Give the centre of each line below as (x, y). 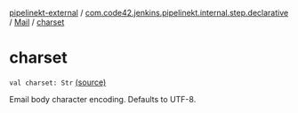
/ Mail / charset (37, 22)
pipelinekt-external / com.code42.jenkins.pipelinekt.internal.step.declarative (149, 13)
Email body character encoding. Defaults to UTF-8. (103, 99)
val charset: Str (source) (58, 82)
